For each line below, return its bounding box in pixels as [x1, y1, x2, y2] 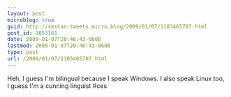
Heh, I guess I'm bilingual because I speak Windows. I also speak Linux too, [7, 74, 225, 82]
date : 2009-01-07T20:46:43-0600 [7, 36, 101, 43]
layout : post [7, 10, 45, 17]
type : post [7, 49, 39, 56]
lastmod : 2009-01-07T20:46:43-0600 [7, 42, 111, 49]
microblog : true [7, 17, 54, 24]
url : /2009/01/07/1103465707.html [7, 55, 108, 62]
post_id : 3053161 [7, 29, 58, 37]
